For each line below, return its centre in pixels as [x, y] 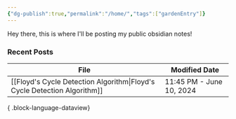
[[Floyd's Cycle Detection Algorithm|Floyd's [83, 81]
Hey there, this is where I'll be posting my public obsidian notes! [100, 34]
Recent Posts [31, 52]
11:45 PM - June [194, 81]
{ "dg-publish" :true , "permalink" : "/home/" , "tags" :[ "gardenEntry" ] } [106, 14]
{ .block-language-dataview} [49, 107]
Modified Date [195, 69]
